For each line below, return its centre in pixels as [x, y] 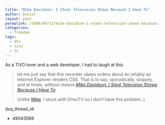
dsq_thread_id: [20, 109]
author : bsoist [21, 14]
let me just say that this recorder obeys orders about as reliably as [84, 74]
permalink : [16, 23]
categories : [17, 28]
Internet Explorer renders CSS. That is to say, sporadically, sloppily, [85, 79]
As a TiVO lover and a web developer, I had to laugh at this [64, 65]
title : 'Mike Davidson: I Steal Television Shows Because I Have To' [78, 10]
